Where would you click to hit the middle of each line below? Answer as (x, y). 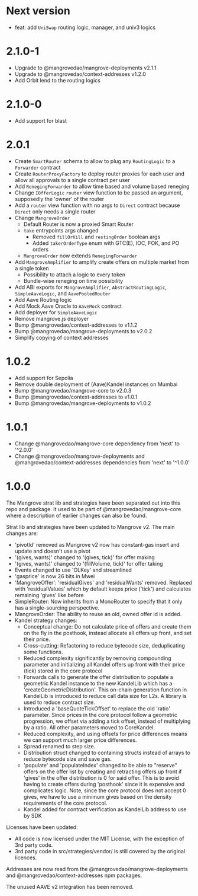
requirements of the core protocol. (65, 803)
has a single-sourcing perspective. (57, 608)
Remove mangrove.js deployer (52, 318)
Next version (38, 11)
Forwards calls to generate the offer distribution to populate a (98, 677)
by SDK (33, 815)
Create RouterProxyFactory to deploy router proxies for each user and (100, 174)
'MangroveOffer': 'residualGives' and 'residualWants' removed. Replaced (103, 582)
